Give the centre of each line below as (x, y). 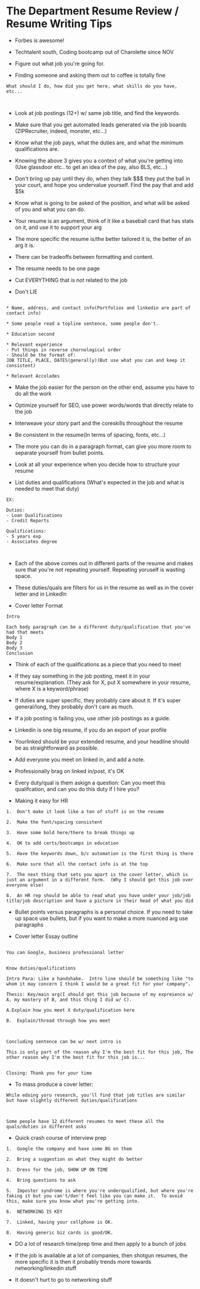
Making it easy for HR (41, 801)
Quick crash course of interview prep (61, 1137)
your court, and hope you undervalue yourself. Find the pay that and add (104, 185)
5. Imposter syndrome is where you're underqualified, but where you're (100, 1191)
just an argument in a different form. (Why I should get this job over (100, 880)
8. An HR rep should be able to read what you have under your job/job (99, 895)
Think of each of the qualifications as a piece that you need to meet (98, 664)
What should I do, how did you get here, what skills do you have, (92, 86)
